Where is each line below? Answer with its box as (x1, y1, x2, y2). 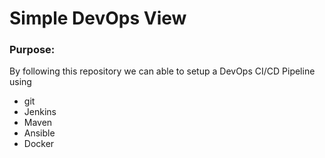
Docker (23, 138, 55, 150)
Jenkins (23, 106, 57, 118)
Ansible (23, 127, 56, 139)
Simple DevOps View (9, 7, 187, 30)
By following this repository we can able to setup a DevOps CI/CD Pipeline (9, 65, 316, 77)
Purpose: (9, 43, 56, 57)
